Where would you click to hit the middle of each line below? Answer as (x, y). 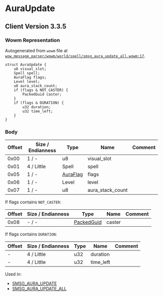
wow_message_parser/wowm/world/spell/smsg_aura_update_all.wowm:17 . (75, 56)
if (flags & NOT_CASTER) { (41, 90)
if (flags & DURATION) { (39, 103)
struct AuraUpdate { (26, 64)
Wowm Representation (33, 40)
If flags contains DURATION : (31, 234)
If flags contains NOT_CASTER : (33, 202)
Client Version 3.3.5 (36, 26)
